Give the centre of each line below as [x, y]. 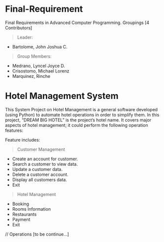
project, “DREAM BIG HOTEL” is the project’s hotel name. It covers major [78, 120]
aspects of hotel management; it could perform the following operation [77, 125]
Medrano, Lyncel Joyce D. [39, 66]
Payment [21, 219]
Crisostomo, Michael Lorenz [41, 71]
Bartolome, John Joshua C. [40, 47]
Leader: [25, 37]
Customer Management [41, 149]
